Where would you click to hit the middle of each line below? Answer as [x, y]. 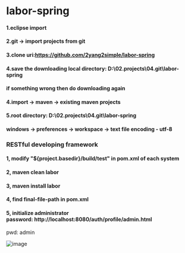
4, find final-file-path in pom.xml [48, 200]
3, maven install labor [33, 186]
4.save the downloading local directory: [57, 68]
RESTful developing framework [52, 144]
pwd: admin [21, 232]
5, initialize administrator [38, 213]
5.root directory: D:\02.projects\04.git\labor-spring [71, 116]
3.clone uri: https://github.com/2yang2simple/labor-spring [81, 55]
